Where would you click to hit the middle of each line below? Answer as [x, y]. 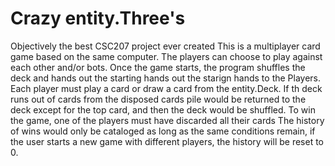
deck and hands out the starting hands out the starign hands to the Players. [166, 78]
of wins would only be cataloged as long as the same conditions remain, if [163, 131]
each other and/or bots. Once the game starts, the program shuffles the [158, 67]
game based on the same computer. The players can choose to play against [166, 56]
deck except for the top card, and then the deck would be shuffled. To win [163, 109]
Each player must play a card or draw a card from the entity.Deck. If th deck [166, 88]
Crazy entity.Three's [98, 18]
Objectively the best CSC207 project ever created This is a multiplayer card [165, 46]
